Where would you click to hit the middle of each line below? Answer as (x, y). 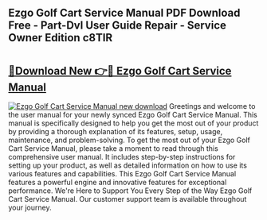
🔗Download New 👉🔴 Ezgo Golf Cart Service (120, 71)
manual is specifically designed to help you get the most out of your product (133, 123)
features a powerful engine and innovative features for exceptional (118, 182)
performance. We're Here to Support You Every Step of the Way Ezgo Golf (130, 191)
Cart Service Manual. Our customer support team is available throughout (128, 199)
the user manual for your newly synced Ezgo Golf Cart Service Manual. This (133, 115)
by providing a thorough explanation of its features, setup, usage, (116, 131)
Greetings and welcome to (212, 106)
